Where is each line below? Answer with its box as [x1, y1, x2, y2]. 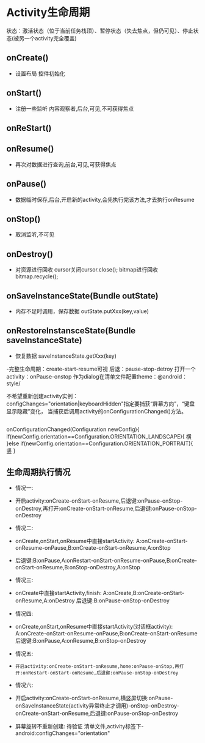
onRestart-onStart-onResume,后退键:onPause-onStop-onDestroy [22, 670, 179, 676]
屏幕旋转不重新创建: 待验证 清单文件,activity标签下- [15, 723, 144, 730]
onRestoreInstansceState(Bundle [6, 325, 136, 336]
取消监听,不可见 [15, 231, 55, 238]
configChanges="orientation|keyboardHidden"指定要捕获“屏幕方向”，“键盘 [6, 400, 195, 407]
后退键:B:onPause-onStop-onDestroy [76, 597, 170, 604]
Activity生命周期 [6, 6, 90, 20]
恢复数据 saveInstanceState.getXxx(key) [15, 352, 117, 360]
